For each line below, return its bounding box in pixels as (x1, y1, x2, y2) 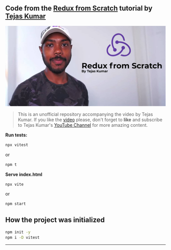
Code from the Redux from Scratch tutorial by (5, 4, 153, 13)
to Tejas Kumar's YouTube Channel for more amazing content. (17, 122, 148, 128)
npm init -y (5, 230, 31, 235)
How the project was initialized (5, 215, 105, 224)
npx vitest (5, 142, 28, 147)
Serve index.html (5, 171, 42, 177)
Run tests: (5, 132, 27, 138)
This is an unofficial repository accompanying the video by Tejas (17, 111, 153, 117)
